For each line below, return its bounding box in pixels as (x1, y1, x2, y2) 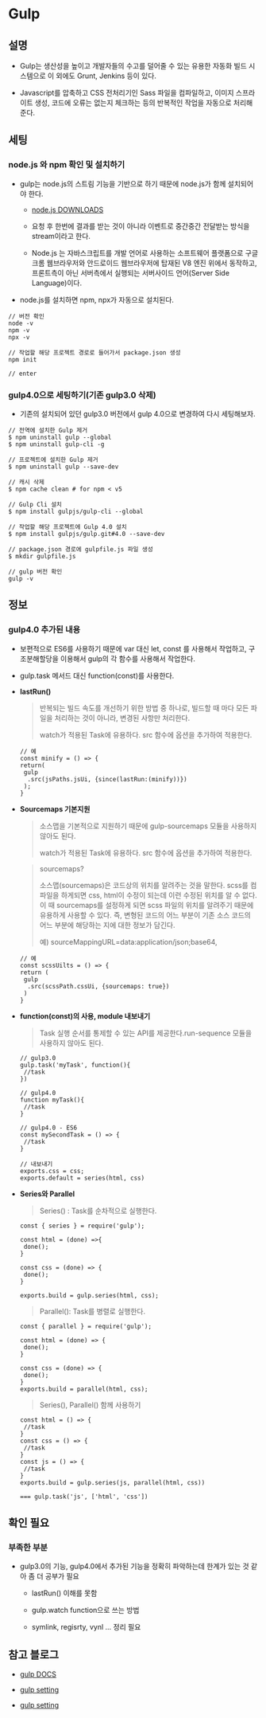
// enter (8, 370, 37, 378)
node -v (8, 319, 34, 327)
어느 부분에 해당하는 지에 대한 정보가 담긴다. (39, 920, 175, 929)
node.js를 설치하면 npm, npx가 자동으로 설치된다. (19, 295, 175, 304)
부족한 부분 (8, 1542, 48, 1553)
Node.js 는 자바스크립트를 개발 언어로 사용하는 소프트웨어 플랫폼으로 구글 (31, 248, 259, 257)
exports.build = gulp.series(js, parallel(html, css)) (19, 1478, 206, 1486)
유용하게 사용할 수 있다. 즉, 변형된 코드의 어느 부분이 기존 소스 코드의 (39, 910, 252, 920)
